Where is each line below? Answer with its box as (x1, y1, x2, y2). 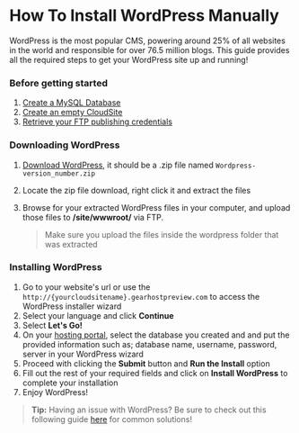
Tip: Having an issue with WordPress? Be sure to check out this (31, 404, 267, 415)
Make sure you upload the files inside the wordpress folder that (44, 229, 279, 239)
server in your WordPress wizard (22, 348, 144, 359)
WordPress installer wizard (22, 301, 122, 311)
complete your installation (22, 377, 119, 388)
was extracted (44, 239, 98, 249)
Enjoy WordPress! (22, 386, 88, 397)
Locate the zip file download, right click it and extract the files (22, 185, 251, 195)
